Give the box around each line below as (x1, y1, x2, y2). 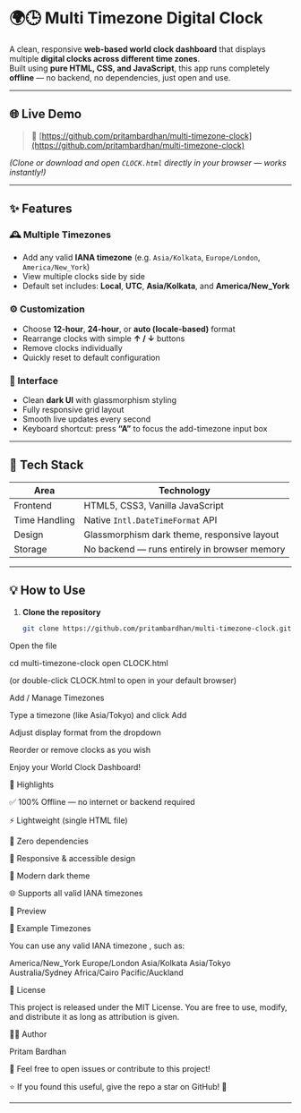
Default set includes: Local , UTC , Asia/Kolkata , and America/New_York (21, 280, 290, 292)
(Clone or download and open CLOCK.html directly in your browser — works (9, 157, 287, 167)
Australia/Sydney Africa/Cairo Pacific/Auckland (9, 967, 184, 978)
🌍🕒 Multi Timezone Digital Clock (9, 8, 263, 29)
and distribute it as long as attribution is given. (9, 1011, 180, 1022)
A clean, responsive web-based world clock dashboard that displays (9, 43, 266, 55)
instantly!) (9, 167, 47, 177)
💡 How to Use (9, 583, 86, 598)
